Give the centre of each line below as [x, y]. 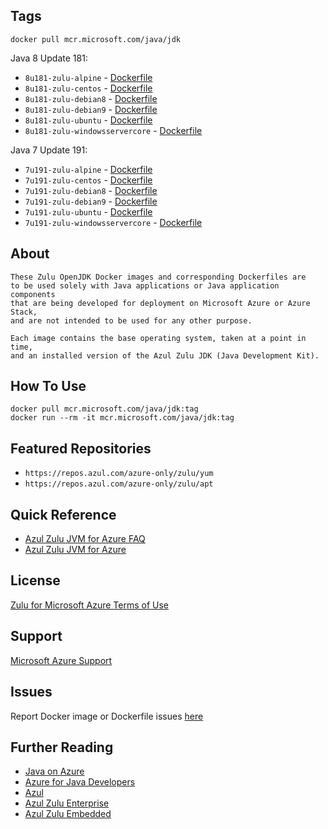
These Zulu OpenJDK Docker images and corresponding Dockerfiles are [158, 277]
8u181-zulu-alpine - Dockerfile [88, 77]
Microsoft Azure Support [61, 660]
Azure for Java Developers [80, 782]
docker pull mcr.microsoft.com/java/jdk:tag [104, 409]
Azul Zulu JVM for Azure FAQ [85, 539]
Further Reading [62, 747]
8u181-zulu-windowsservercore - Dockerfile [113, 130]
